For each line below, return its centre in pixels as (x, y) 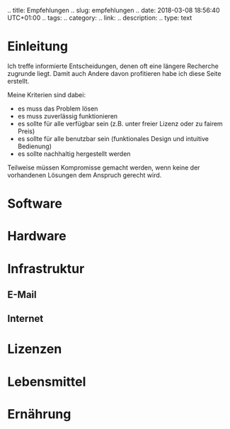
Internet (25, 319)
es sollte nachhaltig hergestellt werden (74, 154)
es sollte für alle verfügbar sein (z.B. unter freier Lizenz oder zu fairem (120, 123)
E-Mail (22, 295)
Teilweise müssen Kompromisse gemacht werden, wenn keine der (104, 167)
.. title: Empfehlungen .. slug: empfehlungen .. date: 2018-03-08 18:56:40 (114, 10)
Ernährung (39, 414)
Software (35, 204)
